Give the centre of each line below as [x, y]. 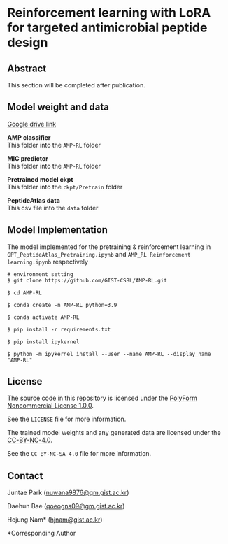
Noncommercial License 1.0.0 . [51, 406]
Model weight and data [58, 107]
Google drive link [32, 124]
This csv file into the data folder [53, 208]
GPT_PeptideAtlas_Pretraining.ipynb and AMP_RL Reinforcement [99, 254]
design [28, 43]
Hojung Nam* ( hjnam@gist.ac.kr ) [55, 520]
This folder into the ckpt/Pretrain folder [65, 187]
